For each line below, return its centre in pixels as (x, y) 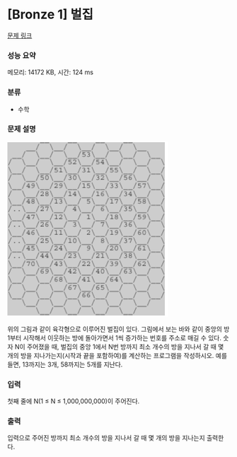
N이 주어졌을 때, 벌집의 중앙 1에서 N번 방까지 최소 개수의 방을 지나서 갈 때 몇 (119, 347)
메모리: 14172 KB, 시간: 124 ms (51, 72)
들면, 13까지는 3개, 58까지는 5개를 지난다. (65, 364)
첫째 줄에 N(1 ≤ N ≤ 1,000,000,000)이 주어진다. (74, 401)
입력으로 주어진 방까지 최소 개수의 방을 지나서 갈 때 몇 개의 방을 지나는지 (106, 438)
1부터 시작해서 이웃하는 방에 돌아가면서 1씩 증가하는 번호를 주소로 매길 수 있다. (114, 337)
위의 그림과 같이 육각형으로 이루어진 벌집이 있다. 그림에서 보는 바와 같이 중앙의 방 (118, 329)
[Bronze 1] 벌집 (50, 15)
